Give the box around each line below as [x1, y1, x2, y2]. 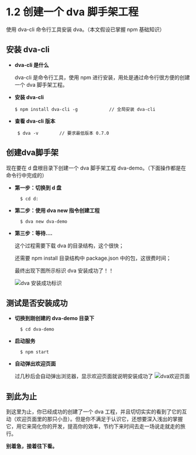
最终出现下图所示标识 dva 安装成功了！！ [14, 267, 114, 274]
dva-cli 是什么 [14, 61, 49, 68]
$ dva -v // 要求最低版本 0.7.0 [17, 130, 109, 136]
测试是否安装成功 [6, 298, 68, 308]
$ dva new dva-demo [20, 218, 67, 225]
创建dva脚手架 [6, 148, 59, 158]
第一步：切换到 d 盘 [14, 184, 62, 191]
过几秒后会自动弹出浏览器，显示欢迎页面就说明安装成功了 [14, 373, 153, 380]
